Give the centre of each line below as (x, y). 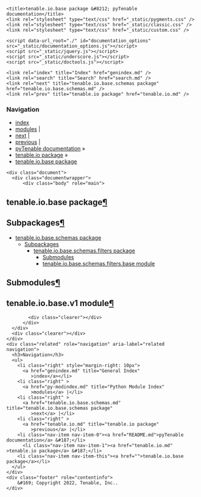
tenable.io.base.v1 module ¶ (60, 303)
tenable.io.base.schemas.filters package (84, 251)
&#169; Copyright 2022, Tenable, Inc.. (68, 483)
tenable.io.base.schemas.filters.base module (99, 263)
